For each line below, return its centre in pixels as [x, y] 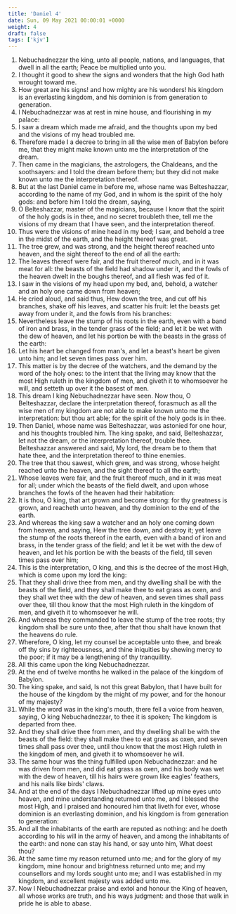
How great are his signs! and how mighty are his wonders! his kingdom [121, 90]
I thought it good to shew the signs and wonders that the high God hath [121, 75]
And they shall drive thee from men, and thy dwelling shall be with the [119, 732]
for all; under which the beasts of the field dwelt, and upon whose [113, 485]
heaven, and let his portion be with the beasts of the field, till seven [115, 553]
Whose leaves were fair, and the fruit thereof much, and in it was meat [120, 478]
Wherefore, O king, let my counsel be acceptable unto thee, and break [120, 642]
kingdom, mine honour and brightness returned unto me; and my [112, 866]
